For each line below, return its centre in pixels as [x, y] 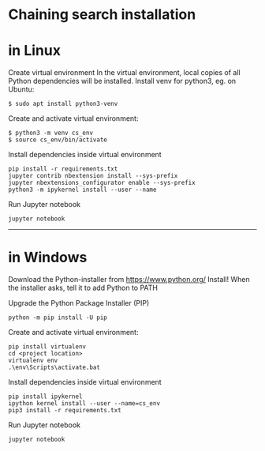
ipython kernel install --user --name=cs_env [84, 404]
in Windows [48, 257]
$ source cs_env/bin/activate [58, 140]
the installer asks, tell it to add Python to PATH [83, 288]
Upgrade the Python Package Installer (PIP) [79, 303]
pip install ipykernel [45, 397]
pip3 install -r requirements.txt [65, 411]
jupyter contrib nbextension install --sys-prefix [93, 176]
